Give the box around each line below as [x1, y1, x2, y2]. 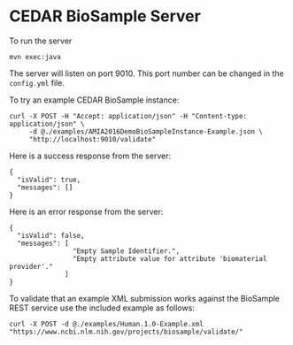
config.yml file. [9, 77, 65, 88]
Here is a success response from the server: [9, 150, 171, 161]
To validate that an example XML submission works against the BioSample [9, 293, 281, 303]
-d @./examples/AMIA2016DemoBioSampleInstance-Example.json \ [28, 126, 264, 136]
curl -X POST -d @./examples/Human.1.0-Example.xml [9, 319, 204, 328]
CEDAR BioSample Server [9, 6, 201, 27]
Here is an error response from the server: [9, 206, 164, 217]
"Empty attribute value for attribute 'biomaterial [72, 254, 267, 263]
